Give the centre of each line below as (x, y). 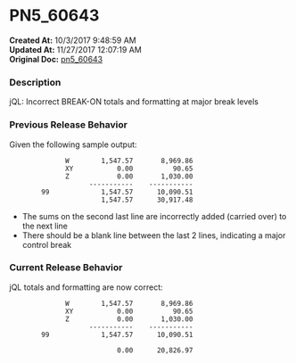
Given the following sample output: (73, 144)
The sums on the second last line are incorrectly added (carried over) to (154, 216)
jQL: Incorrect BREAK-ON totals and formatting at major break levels (134, 102)
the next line (45, 226)
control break (47, 244)
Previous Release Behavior (68, 125)
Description (35, 82)
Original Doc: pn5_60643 (56, 59)
